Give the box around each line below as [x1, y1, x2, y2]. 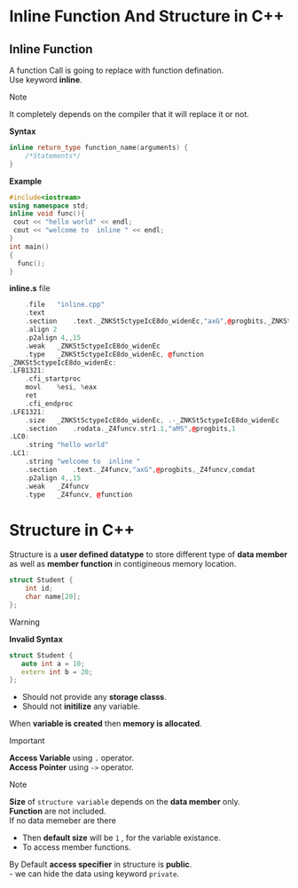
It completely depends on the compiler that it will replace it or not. [9, 109, 250, 119]
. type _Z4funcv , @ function [25, 490, 133, 499]
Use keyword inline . [9, 75, 82, 85]
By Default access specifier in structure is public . [9, 859, 192, 870]
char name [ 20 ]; [25, 593, 82, 601]
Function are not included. [9, 805, 106, 817]
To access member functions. [21, 842, 131, 853]
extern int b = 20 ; [20, 667, 93, 676]
